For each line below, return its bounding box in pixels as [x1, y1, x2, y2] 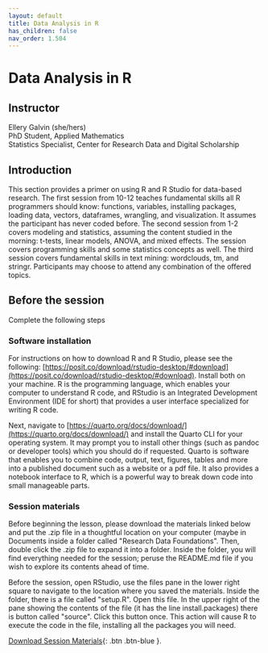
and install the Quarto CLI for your [130, 429, 243, 439]
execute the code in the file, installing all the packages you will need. [8, 621, 237, 630]
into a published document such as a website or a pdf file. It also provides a [8, 463, 259, 473]
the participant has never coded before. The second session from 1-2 [8, 219, 239, 228]
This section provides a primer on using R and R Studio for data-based [8, 185, 242, 195]
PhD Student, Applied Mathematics [8, 131, 125, 141]
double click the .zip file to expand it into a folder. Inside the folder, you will [8, 545, 256, 555]
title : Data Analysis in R [8, 19, 99, 27]
